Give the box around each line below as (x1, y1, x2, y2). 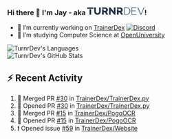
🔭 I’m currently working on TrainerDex (17, 23, 125, 31)
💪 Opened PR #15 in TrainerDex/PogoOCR (17, 116, 136, 124)
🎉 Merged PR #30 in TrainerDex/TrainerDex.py (17, 94, 149, 102)
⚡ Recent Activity (7, 73, 83, 84)
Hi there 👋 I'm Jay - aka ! (7, 8, 147, 17)
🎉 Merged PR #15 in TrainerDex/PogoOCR (17, 109, 136, 117)
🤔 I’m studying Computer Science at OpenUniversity (17, 30, 165, 39)
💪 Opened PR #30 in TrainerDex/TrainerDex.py (17, 101, 150, 110)
